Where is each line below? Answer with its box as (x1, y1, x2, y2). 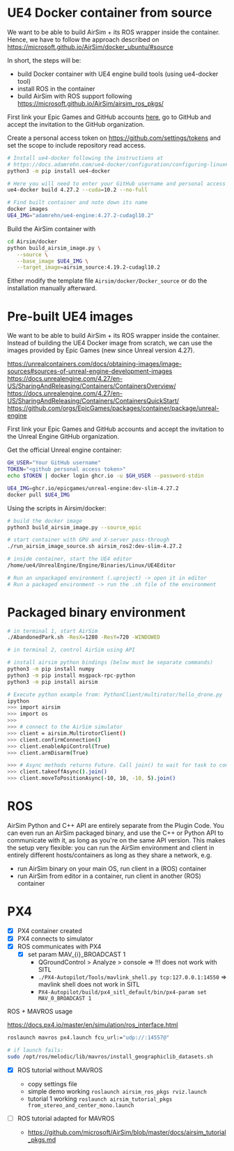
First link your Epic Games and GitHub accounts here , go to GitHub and (7, 113, 211, 121)
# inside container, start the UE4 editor (7, 556, 132, 563)
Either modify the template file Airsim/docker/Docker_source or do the (7, 276, 208, 285)
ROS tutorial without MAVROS (17, 1065, 103, 1074)
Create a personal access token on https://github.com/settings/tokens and (7, 134, 221, 142)
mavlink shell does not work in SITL (38, 980, 141, 989)
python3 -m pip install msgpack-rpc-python (7, 672, 136, 679)
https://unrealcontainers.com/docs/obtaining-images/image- (7, 360, 182, 368)
